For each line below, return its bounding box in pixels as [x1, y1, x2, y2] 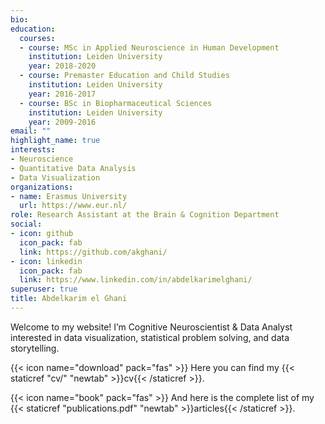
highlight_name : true [10, 136, 101, 146]
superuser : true [10, 284, 78, 295]
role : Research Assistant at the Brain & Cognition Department [10, 210, 280, 220]
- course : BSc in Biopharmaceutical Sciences [19, 98, 213, 108]
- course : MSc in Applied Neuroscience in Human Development [19, 42, 280, 53]
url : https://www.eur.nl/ [19, 201, 128, 211]
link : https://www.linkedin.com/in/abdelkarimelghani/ [19, 275, 253, 285]
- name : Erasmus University [10, 191, 128, 201]
